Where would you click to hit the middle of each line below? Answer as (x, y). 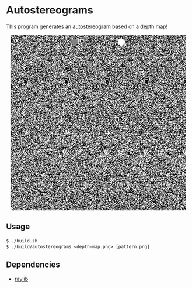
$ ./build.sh (22, 241)
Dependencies (33, 265)
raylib (21, 279)
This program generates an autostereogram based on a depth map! (87, 26)
